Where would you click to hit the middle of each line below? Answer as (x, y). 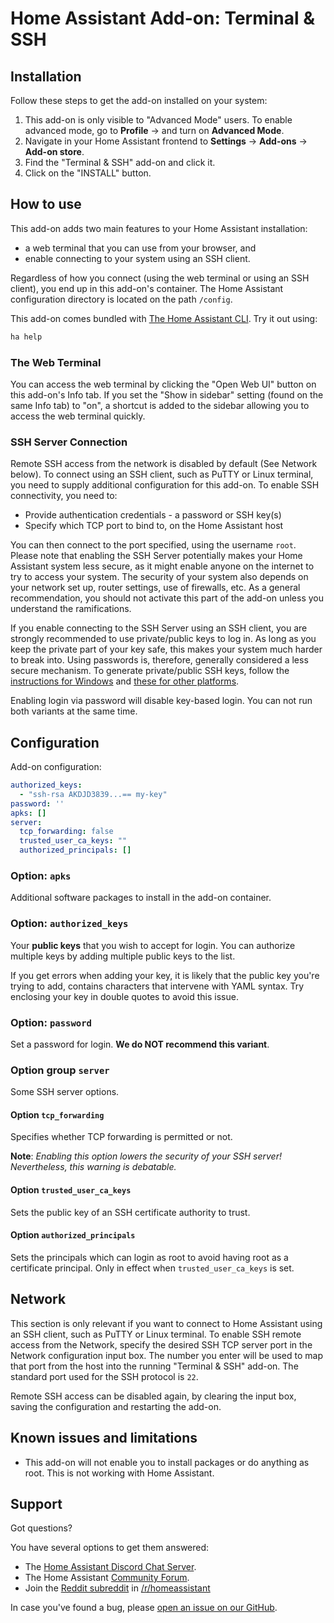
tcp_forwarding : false (66, 832)
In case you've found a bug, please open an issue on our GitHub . (144, 1608)
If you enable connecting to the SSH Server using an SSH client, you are (159, 628)
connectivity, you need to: (64, 496)
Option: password (51, 1022)
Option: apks (41, 876)
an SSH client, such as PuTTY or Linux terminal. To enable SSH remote (156, 1334)
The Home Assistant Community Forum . (107, 1578)
